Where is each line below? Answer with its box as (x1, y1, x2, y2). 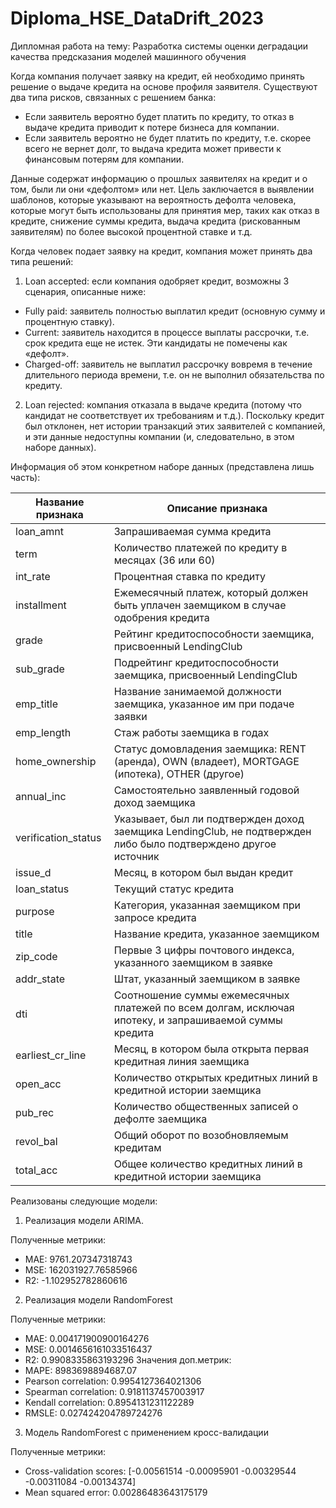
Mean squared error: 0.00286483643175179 (24, 1486, 208, 1498)
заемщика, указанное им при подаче (113, 697, 295, 711)
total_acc (15, 1163, 58, 1177)
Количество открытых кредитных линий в (113, 1070, 318, 1084)
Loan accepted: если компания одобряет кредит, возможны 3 (24, 275, 290, 287)
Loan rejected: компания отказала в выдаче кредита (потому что (24, 398, 302, 411)
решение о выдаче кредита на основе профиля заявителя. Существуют (10, 80, 318, 92)
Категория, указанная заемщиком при (113, 898, 302, 912)
